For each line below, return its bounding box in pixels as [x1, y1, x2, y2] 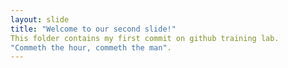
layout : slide [10, 14, 70, 25]
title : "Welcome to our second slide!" [10, 24, 177, 34]
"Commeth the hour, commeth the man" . [10, 42, 172, 53]
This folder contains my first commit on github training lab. [10, 33, 280, 43]
